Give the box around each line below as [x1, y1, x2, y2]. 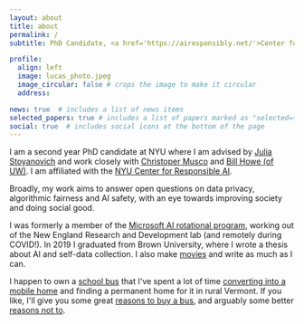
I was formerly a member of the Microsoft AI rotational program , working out [9, 220, 294, 231]
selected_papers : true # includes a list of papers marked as [9, 113, 249, 122]
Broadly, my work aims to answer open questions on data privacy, [9, 183, 255, 195]
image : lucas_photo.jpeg [17, 71, 111, 81]
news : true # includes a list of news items [9, 105, 184, 114]
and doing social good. [9, 203, 95, 214]
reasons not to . [9, 305, 66, 316]
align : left [17, 63, 63, 72]
